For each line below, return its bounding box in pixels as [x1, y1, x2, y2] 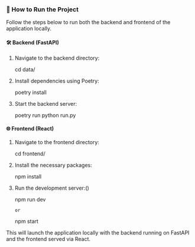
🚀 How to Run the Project [6, 5, 79, 14]
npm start [14, 217, 38, 225]
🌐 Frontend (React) [6, 125, 54, 132]
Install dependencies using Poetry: [14, 77, 99, 84]
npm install [14, 173, 42, 180]
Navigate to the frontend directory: [14, 138, 99, 145]
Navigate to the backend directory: [14, 54, 100, 61]
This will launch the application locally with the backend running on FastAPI [6, 229, 190, 236]
